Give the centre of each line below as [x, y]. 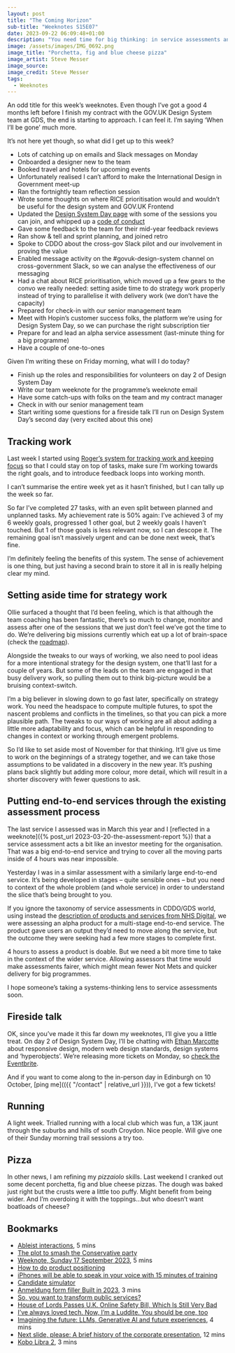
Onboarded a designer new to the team [74, 162]
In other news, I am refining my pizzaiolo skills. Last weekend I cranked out [115, 1177]
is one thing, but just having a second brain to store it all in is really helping [115, 566]
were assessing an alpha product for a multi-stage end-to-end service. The [116, 923]
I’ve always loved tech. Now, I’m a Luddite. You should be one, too [113, 1312]
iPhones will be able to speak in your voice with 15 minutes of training [117, 1275]
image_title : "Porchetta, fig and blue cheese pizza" [87, 53]
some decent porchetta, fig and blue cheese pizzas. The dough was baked [115, 1184]
